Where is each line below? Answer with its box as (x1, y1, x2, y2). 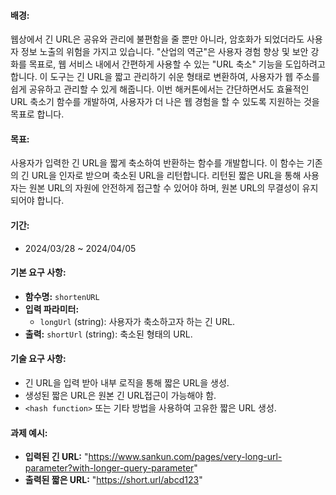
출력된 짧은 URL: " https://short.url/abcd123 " (24, 474, 203, 486)
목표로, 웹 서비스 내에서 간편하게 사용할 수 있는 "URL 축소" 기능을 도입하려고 (28, 58, 326, 70)
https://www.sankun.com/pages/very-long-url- (88, 451, 283, 463)
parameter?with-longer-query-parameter (24, 462, 195, 474)
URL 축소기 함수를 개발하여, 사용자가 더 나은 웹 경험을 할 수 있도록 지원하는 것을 (10, 96, 320, 108)
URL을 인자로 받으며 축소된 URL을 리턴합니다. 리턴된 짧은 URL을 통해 (31, 170, 302, 182)
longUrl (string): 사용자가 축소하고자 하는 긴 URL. (39, 315, 236, 327)
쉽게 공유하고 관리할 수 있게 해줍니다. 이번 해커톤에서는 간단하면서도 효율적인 (10, 83, 310, 95)
